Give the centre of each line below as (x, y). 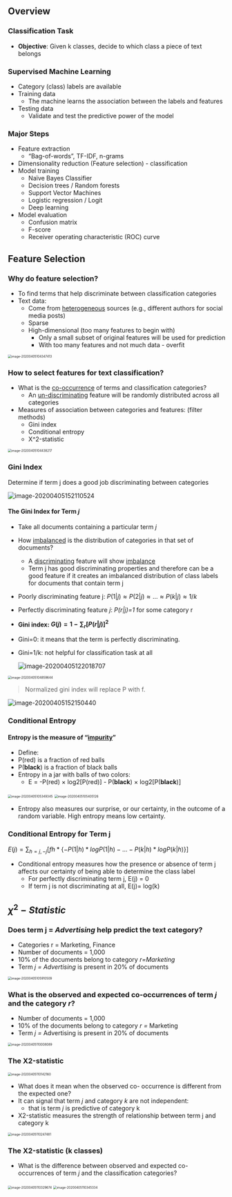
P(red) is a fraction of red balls (61, 760)
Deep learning (48, 207)
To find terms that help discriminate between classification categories (117, 293)
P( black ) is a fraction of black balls (68, 768)
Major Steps (29, 133)
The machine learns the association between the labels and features (125, 101)
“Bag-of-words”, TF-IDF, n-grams (76, 156)
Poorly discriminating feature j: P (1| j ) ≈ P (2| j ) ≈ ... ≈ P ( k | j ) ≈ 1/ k (107, 596)
